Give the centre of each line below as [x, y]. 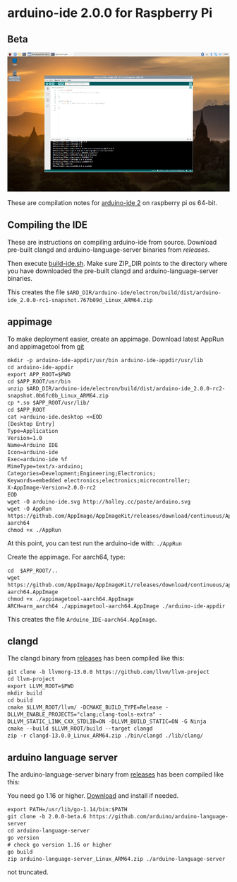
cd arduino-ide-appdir [41, 367]
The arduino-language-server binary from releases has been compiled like [116, 774]
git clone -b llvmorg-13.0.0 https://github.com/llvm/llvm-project [109, 672]
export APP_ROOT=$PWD [39, 374]
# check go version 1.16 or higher [60, 845]
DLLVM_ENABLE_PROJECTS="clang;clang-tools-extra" [82, 715]
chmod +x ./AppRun [34, 530]
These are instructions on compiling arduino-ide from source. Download [112, 242]
